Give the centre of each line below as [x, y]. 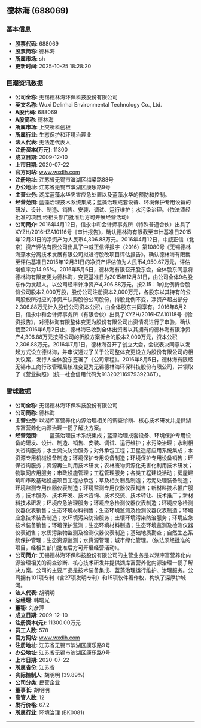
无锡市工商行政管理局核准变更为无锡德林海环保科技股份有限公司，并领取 [104, 367]
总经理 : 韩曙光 [32, 600]
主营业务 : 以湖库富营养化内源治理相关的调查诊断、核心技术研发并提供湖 [103, 421]
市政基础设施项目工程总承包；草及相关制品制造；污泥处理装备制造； [109, 481]
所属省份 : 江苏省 [35, 667]
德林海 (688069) [37, 11]
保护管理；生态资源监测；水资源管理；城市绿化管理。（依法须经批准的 [105, 540]
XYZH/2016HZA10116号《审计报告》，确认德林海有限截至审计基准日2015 [103, 232]
